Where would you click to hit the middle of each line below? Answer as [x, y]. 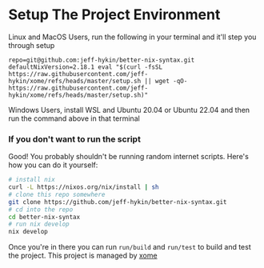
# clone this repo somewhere [57, 194]
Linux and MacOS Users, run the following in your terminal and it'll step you [132, 37]
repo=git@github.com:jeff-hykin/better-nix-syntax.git [102, 60]
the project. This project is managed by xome [83, 256]
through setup [32, 45]
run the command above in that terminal [74, 118]
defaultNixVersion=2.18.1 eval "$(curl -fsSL [85, 67]
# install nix [32, 180]
